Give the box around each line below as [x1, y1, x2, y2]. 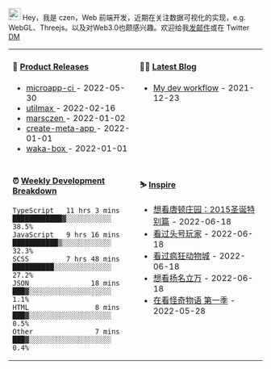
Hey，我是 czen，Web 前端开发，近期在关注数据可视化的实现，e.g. [22, 13, 246, 22]
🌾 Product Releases [12, 61, 90, 73]
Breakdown [12, 186, 57, 197]
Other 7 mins [12, 327, 120, 337]
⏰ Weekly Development [12, 175, 106, 187]
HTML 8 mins [12, 303, 120, 312]
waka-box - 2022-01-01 [26, 142, 127, 153]
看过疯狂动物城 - [152, 250, 218, 262]
